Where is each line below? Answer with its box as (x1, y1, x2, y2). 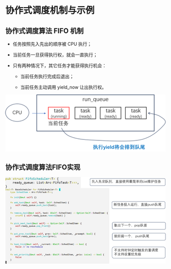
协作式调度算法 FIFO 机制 (5, 26, 84, 35)
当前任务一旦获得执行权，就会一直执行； (12, 52, 98, 57)
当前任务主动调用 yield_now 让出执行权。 (20, 84, 107, 90)
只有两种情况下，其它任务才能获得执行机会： (12, 63, 107, 69)
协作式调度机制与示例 (5, 5, 95, 16)
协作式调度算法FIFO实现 (5, 163, 80, 171)
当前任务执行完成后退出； (20, 73, 74, 79)
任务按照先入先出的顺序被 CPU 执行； (12, 41, 92, 47)
